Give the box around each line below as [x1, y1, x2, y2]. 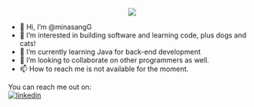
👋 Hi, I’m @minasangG [19, 23, 92, 31]
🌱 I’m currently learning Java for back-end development [19, 47, 201, 56]
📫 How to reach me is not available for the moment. [19, 64, 189, 73]
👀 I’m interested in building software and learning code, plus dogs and [19, 30, 247, 40]
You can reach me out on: [8, 82, 92, 91]
